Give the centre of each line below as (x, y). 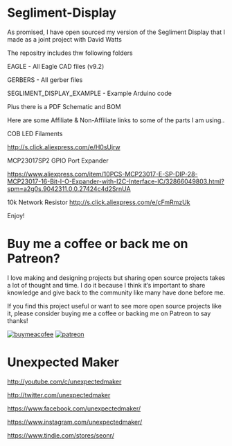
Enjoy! (16, 215)
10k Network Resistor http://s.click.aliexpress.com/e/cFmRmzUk (99, 202)
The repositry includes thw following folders (70, 53)
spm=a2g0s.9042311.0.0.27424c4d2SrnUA (69, 188)
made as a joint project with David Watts (65, 39)
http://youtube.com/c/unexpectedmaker (64, 381)
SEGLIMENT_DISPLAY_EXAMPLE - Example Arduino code (89, 93)
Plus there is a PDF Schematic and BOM (64, 106)
